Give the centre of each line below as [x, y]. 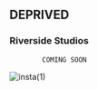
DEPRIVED [39, 15]
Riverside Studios [49, 41]
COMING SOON [65, 60]
